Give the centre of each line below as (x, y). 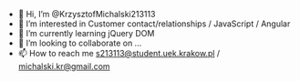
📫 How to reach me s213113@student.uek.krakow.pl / (119, 53)
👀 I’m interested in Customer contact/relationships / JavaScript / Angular (154, 24)
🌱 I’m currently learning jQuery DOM (86, 33)
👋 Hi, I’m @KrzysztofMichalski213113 (87, 14)
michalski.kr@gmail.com (64, 66)
